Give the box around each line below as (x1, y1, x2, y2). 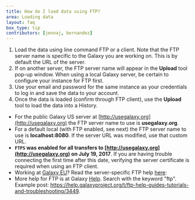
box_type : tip (6, 24, 41, 31)
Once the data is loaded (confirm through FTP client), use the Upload (14, 96, 182, 103)
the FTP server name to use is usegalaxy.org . (68, 120, 179, 127)
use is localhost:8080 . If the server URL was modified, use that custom (14, 132, 188, 139)
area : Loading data (6, 14, 54, 20)
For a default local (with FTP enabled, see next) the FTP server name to (14, 126, 187, 133)
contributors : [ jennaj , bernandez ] (6, 30, 93, 36)
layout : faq (6, 19, 35, 25)
